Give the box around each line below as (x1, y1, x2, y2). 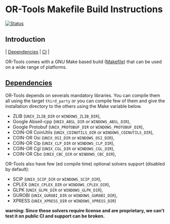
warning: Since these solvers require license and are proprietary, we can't (5, 207, 165, 213)
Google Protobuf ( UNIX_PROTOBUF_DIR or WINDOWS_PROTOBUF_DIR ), (12, 124, 144, 130)
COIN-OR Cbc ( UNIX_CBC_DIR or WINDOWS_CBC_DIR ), (12, 151, 116, 157)
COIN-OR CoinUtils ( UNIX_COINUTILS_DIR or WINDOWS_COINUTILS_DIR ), (12, 129, 154, 135)
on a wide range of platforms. (5, 64, 67, 70)
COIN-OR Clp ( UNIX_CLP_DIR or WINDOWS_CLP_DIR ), (12, 140, 115, 146)
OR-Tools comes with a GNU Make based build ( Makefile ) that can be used (5, 59, 162, 65)
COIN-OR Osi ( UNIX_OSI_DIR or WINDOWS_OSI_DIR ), (12, 134, 115, 141)
